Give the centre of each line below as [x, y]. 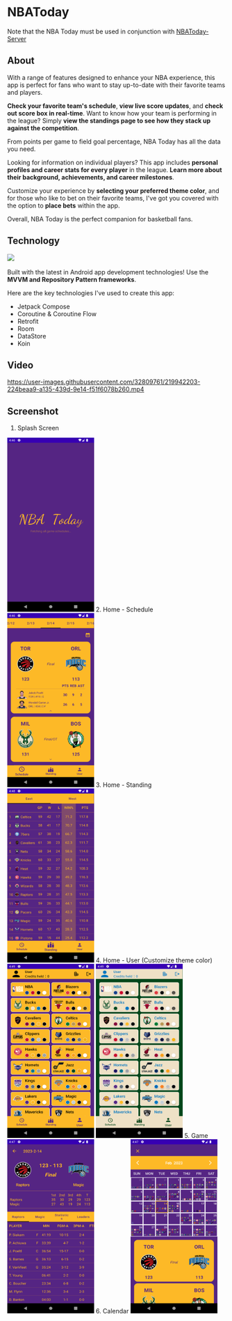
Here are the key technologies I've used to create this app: [91, 292]
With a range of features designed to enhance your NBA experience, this [111, 77]
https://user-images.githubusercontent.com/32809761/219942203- [104, 382]
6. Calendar [112, 1311]
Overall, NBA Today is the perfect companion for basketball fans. [100, 219]
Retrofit [28, 321]
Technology [34, 241]
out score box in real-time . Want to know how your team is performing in [112, 113]
